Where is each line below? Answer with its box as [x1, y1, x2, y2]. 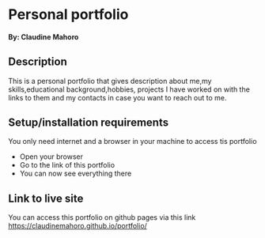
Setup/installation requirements [8, 115, 168, 129]
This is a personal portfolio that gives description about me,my [8, 76, 212, 85]
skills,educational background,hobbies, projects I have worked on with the [8, 85, 251, 94]
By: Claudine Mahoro [8, 32, 79, 41]
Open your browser [19, 152, 83, 161]
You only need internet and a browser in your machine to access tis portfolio [8, 137, 257, 146]
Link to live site [8, 191, 84, 205]
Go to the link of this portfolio [19, 161, 115, 170]
